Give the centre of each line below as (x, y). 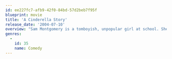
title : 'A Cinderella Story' (36, 19)
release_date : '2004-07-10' (35, 24)
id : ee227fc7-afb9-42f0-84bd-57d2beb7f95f (51, 10)
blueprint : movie (24, 15)
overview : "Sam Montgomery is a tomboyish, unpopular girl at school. (82, 29)
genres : (14, 34)
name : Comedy (28, 48)
